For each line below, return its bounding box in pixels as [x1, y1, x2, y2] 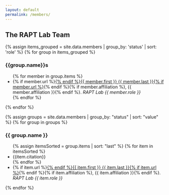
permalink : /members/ [5, 12, 51, 17]
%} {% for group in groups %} [5, 119, 68, 125]
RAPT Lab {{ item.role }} [12, 175, 63, 181]
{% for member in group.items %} [12, 73, 83, 79]
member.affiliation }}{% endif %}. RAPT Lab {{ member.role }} [12, 89, 141, 95]
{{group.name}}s [5, 62, 49, 69]
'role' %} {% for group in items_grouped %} [5, 49, 96, 55]
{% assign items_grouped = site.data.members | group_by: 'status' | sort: [5, 44, 157, 50]
